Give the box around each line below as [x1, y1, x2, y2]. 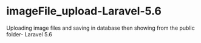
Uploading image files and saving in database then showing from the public [6, 24, 196, 31]
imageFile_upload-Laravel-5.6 [6, 4, 162, 18]
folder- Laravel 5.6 [6, 30, 53, 38]
